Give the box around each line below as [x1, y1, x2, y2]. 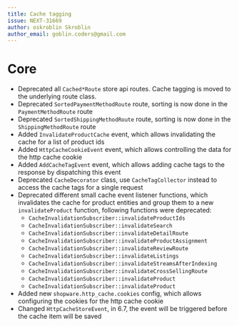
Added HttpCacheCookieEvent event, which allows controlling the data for [17, 146, 232, 154]
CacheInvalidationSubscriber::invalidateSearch [28, 223, 173, 230]
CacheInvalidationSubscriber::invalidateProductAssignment [28, 238, 208, 245]
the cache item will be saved [17, 312, 102, 321]
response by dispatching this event [17, 168, 121, 177]
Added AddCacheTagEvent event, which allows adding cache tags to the [17, 161, 225, 169]
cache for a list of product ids [17, 138, 105, 146]
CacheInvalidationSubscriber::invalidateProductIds [28, 215, 185, 222]
